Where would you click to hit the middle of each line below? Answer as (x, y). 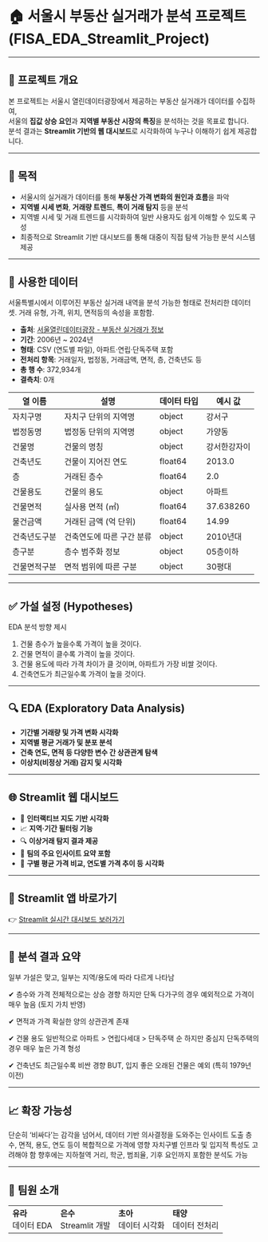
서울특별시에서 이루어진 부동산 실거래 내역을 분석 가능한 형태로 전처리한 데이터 (130, 303)
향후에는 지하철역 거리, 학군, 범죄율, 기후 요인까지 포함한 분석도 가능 (143, 1155)
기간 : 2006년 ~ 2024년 (57, 340)
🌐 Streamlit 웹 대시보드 (63, 798)
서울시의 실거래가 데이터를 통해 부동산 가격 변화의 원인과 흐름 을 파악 (124, 197)
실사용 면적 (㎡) (92, 507)
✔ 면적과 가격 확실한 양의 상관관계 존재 (69, 1021)
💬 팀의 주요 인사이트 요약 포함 (65, 853)
